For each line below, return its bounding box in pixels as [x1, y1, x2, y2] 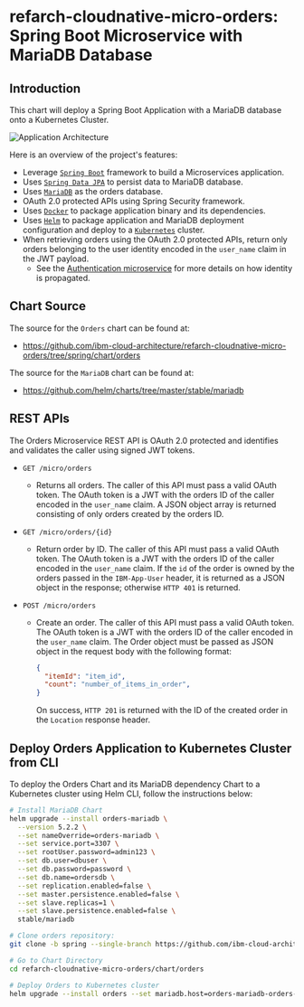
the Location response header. [35, 714, 151, 725]
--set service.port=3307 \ [17, 839, 119, 849]
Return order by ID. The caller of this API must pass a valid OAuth [35, 543, 280, 554]
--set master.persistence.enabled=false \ [17, 889, 180, 899]
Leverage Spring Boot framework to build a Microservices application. [22, 167, 285, 177]
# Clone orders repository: [9, 931, 116, 941]
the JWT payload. [22, 253, 90, 264]
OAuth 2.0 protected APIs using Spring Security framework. [22, 196, 246, 206]
